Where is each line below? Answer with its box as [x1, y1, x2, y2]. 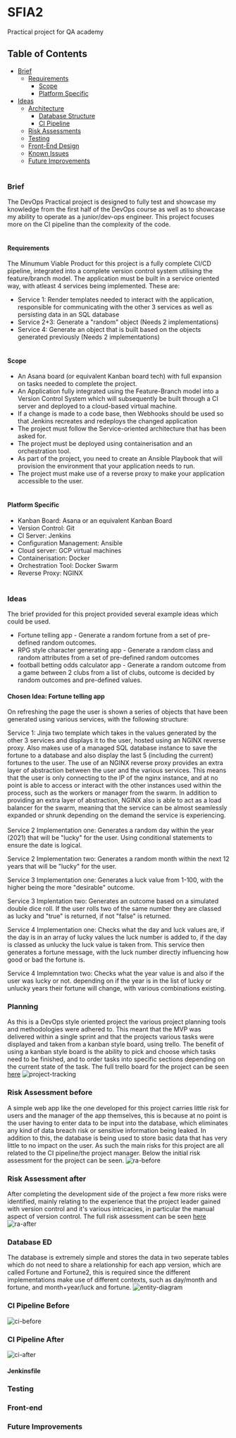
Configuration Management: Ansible [17, 538, 123, 547]
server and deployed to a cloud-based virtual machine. [17, 402, 178, 411]
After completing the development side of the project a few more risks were [7, 1190, 227, 1198]
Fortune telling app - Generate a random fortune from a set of [17, 631, 197, 639]
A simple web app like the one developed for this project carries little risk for [7, 1103, 229, 1112]
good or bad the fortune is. [7, 955, 86, 964]
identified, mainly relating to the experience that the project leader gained [7, 1197, 221, 1205]
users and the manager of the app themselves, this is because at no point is [7, 1111, 228, 1120]
